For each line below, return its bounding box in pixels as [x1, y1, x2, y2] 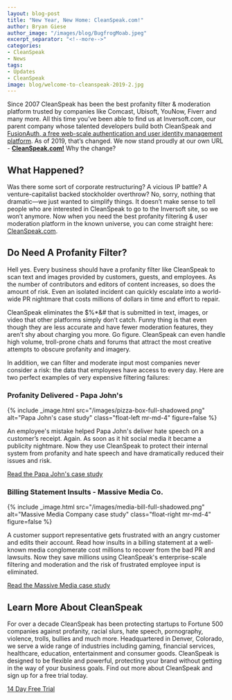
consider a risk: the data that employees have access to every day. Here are [7, 365, 224, 374]
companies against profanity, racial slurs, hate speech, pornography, [7, 627, 204, 636]
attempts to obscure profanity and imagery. [7, 344, 132, 353]
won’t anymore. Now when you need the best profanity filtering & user [7, 212, 208, 220]
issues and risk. [7, 457, 52, 465]
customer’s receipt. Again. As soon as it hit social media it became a [7, 435, 202, 443]
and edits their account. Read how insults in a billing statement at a [7, 539, 198, 547]
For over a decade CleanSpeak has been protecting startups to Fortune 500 [7, 620, 224, 628]
